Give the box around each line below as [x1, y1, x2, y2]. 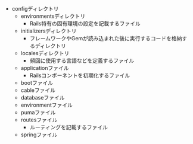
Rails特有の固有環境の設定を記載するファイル [29, 20, 141, 27]
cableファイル [20, 87, 55, 94]
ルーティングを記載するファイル [29, 124, 108, 130]
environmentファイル [20, 101, 73, 108]
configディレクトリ [11, 5, 59, 12]
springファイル [20, 131, 58, 138]
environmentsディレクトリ [20, 12, 86, 20]
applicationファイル [20, 65, 70, 71]
